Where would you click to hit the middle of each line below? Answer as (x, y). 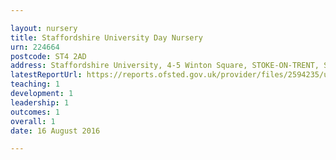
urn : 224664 (35, 47)
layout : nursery (44, 28)
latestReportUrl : (46, 75)
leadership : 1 (40, 102)
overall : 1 (33, 121)
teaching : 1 (35, 84)
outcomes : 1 (35, 112)
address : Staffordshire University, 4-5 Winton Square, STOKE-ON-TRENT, (165, 66)
